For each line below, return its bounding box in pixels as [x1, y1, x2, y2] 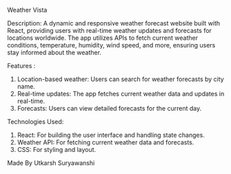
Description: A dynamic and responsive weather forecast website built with [7, 19, 221, 27]
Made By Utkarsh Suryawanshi [7, 159, 95, 167]
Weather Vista [7, 6, 48, 14]
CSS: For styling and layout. [17, 146, 97, 153]
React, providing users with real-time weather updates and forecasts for [7, 27, 212, 34]
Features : [7, 62, 36, 69]
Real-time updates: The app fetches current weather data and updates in [17, 89, 225, 98]
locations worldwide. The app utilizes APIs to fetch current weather [7, 34, 199, 42]
